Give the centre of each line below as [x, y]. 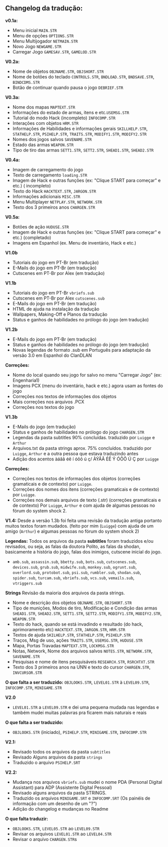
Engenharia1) [26, 380]
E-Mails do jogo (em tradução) [44, 427]
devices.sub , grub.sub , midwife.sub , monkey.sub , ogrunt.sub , [74, 567]
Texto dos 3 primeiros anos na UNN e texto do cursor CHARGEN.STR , [81, 667]
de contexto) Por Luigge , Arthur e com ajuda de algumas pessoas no [84, 505]
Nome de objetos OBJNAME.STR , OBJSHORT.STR [58, 71]
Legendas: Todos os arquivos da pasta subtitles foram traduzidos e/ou [79, 541]
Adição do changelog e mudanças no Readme [60, 809]
